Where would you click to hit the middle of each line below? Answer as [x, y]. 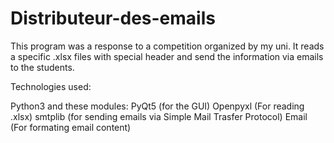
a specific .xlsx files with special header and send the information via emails [167, 56]
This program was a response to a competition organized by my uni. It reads [167, 46]
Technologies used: [51, 86]
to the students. [42, 67]
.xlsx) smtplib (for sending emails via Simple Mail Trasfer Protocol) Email [159, 116]
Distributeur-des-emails [113, 18]
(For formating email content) [71, 127]
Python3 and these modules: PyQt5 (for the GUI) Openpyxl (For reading [157, 106]
